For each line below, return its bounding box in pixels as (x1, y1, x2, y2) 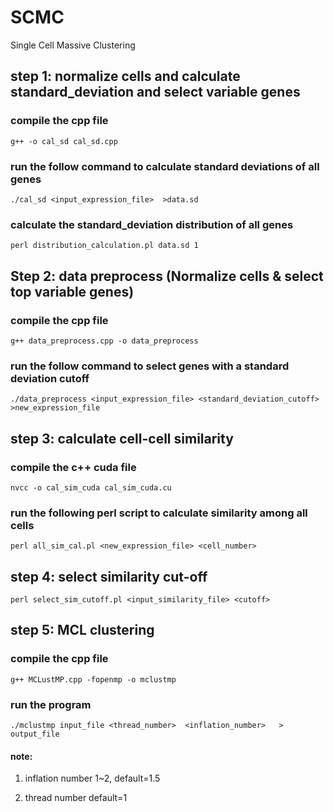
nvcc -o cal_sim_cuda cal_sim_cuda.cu (10, 482, 172, 493)
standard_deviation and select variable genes (10, 84, 301, 101)
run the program (10, 697, 92, 711)
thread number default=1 (24, 792, 128, 804)
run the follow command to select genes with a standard (10, 359, 290, 373)
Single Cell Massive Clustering (10, 39, 136, 51)
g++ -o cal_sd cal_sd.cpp (10, 136, 118, 146)
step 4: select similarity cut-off (10, 568, 208, 585)
